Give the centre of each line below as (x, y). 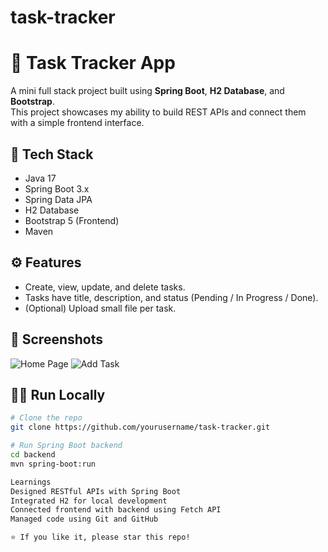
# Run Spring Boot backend (66, 446)
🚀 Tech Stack (52, 154)
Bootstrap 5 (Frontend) (72, 220)
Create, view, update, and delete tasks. (105, 287)
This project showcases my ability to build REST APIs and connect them (158, 112)
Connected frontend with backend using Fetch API (116, 510)
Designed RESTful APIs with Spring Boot (96, 491)
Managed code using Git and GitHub (84, 519)
